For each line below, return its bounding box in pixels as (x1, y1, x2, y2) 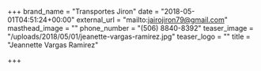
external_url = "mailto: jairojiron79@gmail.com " (76, 15, 229, 24)
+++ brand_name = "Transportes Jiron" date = (7, 7, 160, 16)
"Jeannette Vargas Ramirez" (7, 40, 99, 50)
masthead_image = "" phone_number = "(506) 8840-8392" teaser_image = (7, 24, 254, 32)
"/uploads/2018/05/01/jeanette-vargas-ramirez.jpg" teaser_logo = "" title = (7, 32, 251, 41)
